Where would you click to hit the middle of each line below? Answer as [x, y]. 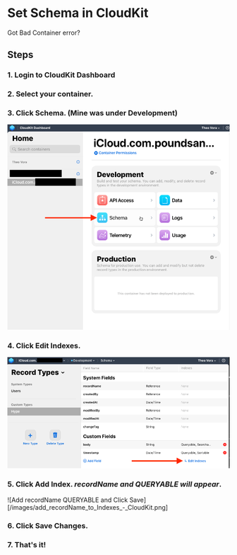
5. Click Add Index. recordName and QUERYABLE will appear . [115, 484]
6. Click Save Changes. [48, 525]
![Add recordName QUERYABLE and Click [68, 500]
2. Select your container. [50, 94]
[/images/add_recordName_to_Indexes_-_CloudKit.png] [87, 507]
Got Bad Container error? [44, 33]
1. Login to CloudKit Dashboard [61, 75]
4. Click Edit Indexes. [44, 345]
